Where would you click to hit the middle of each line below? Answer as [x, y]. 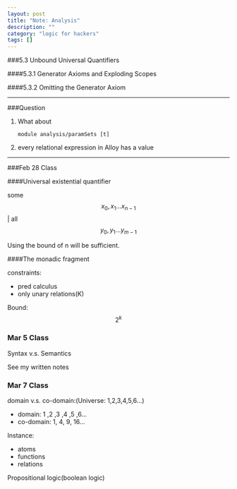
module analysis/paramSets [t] [63, 135]
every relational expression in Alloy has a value [85, 147]
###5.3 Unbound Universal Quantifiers [63, 60]
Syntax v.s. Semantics [39, 353]
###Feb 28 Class [32, 168]
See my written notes [38, 367]
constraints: [25, 272]
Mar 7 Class [28, 385]
